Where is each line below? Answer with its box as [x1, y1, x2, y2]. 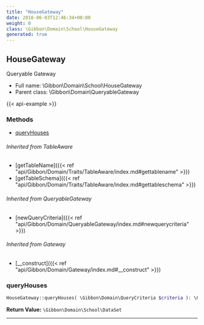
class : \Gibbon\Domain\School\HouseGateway [6, 26, 118, 32]
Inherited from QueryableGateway [6, 195, 92, 202]
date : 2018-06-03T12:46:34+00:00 [6, 15, 91, 21]
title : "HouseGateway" [6, 9, 64, 15]
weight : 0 [6, 20, 32, 26]
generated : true [6, 32, 47, 38]
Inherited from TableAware [6, 143, 73, 150]
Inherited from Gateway [6, 241, 66, 248]
